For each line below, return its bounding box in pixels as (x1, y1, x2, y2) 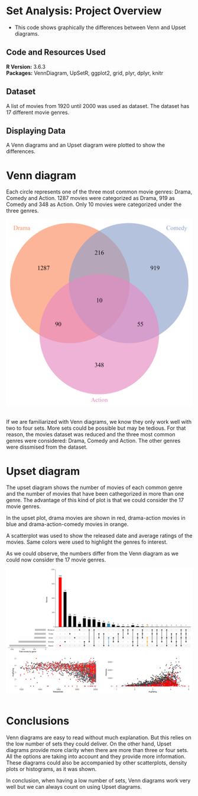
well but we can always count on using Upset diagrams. (6, 783, 142, 790)
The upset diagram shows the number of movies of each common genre (6, 484, 183, 491)
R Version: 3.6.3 (6, 63, 46, 70)
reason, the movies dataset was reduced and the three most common (6, 431, 176, 438)
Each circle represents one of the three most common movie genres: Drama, (6, 188, 193, 195)
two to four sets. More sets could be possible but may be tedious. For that (6, 424, 186, 432)
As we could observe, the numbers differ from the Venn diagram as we (6, 550, 179, 557)
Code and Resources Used (6, 47, 106, 58)
